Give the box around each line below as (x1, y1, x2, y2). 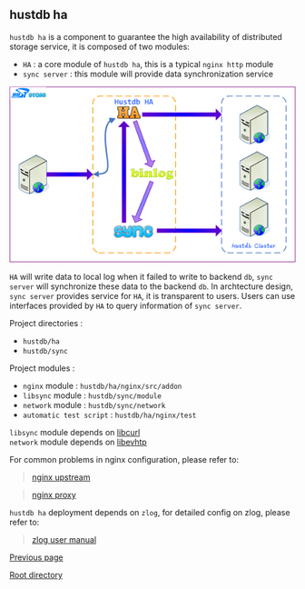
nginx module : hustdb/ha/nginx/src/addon (22, 380, 182, 391)
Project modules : (9, 363, 75, 374)
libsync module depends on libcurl (9, 426, 141, 437)
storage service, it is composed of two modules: (9, 41, 191, 52)
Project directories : (9, 317, 84, 328)
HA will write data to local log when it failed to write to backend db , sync (9, 271, 274, 282)
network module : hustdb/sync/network (22, 399, 166, 410)
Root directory (9, 569, 64, 580)
